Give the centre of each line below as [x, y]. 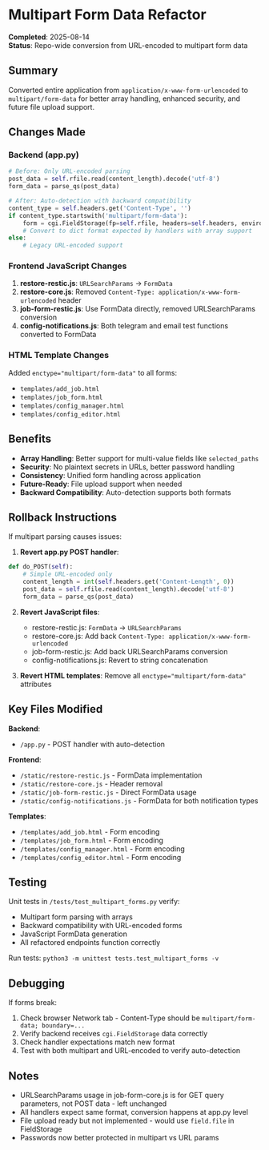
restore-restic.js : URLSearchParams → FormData [96, 283]
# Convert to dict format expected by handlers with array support [137, 231]
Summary [33, 71]
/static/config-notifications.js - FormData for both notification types [139, 800]
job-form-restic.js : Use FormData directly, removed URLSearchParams [138, 309]
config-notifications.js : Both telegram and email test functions [124, 326]
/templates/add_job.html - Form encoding [90, 831]
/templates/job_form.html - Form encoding [92, 840]
